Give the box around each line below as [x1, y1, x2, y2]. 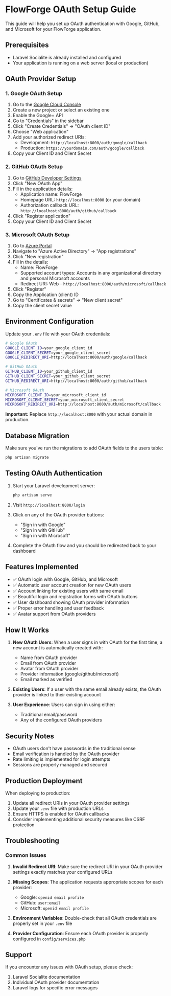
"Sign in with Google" [20, 522, 66, 528]
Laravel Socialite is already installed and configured [12, 54, 121, 60]
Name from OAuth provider [20, 654, 78, 661]
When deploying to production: [5, 790, 70, 796]
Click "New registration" [12, 254, 64, 260]
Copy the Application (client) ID [12, 291, 79, 298]
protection [12, 822, 35, 828]
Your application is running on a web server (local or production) [12, 60, 149, 66]
